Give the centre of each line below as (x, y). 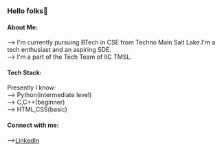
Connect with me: (33, 125)
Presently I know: (32, 87)
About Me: (23, 27)
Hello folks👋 (27, 11)
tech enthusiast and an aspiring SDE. (59, 50)
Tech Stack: (25, 72)
